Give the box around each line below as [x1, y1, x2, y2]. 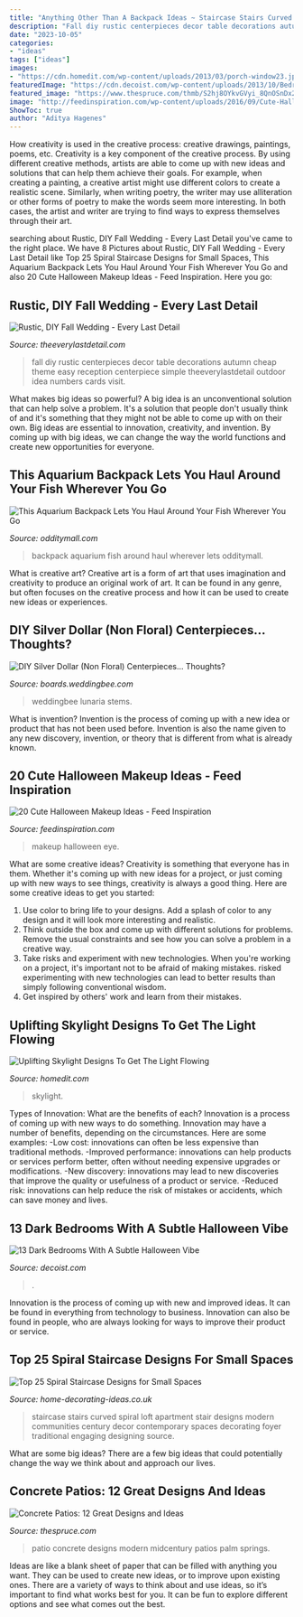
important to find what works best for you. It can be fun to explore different [9, 1589, 289, 1600]
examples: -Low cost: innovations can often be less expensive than [9, 1137, 260, 1148]
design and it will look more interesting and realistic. [22, 914, 216, 926]
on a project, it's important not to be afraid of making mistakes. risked [22, 963, 282, 974]
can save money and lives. [9, 1194, 108, 1206]
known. [9, 742, 37, 752]
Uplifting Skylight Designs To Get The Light [9, 1017, 256, 1033]
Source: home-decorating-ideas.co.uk [9, 1393, 152, 1405]
